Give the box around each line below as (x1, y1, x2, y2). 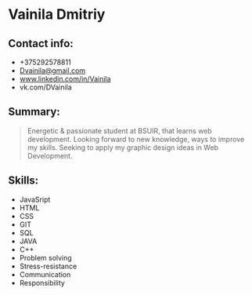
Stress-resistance (19, 261, 77, 271)
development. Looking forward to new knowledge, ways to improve (27, 134, 245, 144)
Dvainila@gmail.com (19, 66, 86, 75)
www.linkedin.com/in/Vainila (19, 75, 111, 83)
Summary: (8, 105, 60, 118)
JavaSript (19, 195, 51, 204)
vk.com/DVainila (19, 82, 72, 92)
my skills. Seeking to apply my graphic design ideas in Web (27, 143, 219, 152)
